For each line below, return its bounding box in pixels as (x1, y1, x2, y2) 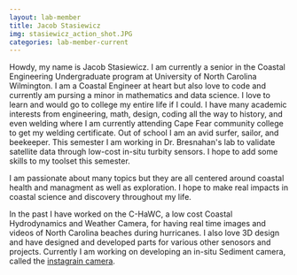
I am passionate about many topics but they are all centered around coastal (9, 173, 285, 184)
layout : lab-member (9, 12, 82, 22)
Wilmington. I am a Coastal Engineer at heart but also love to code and (9, 80, 266, 91)
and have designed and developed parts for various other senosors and (9, 237, 271, 248)
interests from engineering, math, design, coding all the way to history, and (9, 109, 284, 119)
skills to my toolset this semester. (9, 156, 130, 166)
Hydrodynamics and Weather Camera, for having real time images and (9, 218, 266, 229)
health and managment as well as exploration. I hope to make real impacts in (9, 182, 289, 193)
